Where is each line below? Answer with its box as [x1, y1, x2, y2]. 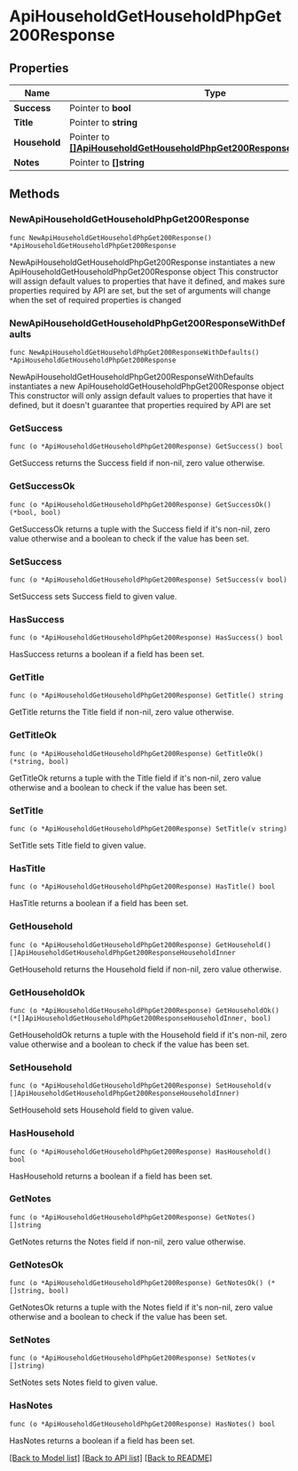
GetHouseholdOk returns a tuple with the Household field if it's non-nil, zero [9, 1029, 287, 1040]
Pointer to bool [69, 102, 131, 114]
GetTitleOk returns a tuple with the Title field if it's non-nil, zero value [9, 772, 262, 784]
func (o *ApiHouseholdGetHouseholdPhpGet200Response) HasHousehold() [9, 1147, 272, 1156]
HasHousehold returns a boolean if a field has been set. [9, 1170, 213, 1181]
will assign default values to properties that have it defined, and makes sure [9, 276, 286, 286]
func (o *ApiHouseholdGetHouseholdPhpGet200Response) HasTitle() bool [9, 882, 276, 891]
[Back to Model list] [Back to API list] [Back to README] [9, 1452, 213, 1463]
